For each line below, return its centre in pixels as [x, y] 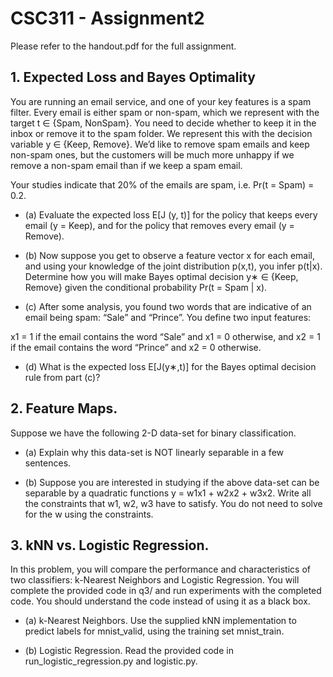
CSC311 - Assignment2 [107, 18]
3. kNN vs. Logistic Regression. [110, 545]
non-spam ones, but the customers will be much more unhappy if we [152, 154]
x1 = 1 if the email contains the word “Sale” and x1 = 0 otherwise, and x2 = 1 [165, 336]
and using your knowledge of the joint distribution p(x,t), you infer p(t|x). [173, 266]
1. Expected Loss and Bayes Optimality [133, 77]
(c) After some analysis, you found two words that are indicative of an [168, 306]
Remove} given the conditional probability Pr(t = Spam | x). [146, 287]
